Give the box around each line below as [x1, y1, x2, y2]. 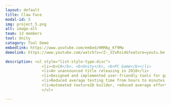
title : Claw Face [5, 12, 42, 17]
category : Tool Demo [5, 41, 49, 46]
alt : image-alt [5, 26, 38, 31]
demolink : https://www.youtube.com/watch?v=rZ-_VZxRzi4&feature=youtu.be [5, 50, 165, 55]
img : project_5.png [5, 21, 47, 27]
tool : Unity [5, 36, 31, 41]
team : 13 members [5, 31, 42, 36]
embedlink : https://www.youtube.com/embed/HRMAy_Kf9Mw [5, 45, 124, 50]
